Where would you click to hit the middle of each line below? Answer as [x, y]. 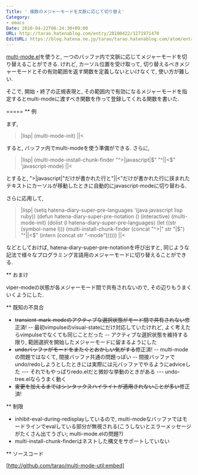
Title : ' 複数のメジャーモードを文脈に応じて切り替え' [65, 12]
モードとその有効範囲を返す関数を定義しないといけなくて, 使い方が [98, 71]
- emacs [16, 22]
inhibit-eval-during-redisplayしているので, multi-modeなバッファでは [98, 419]
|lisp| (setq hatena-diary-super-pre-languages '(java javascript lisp [101, 210]
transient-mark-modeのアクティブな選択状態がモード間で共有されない [100, 320]
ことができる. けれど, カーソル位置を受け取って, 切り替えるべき [103, 64]
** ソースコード [25, 454]
